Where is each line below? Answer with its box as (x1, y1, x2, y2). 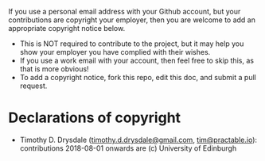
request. (19, 81, 48, 90)
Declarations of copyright (8, 109, 181, 127)
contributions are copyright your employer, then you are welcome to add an (8, 15, 256, 25)
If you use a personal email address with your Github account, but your (8, 7, 241, 16)
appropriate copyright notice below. (8, 24, 126, 33)
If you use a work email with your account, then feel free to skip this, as (19, 56, 255, 65)
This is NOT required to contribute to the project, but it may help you (19, 39, 244, 48)
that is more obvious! (19, 64, 89, 74)
